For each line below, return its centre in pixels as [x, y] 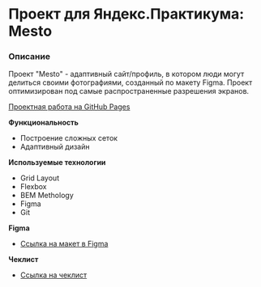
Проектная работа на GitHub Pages [69, 107]
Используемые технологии [57, 162]
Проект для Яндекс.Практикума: [126, 14]
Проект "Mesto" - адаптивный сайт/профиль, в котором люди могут [126, 74]
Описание [30, 57]
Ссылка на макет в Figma [64, 244]
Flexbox [33, 187]
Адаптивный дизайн [55, 147]
